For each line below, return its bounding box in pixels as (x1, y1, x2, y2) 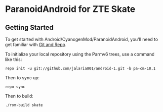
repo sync (5, 84, 26, 89)
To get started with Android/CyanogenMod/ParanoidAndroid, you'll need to (5, 36, 158, 42)
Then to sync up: (5, 75, 40, 80)
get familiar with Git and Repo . (5, 42, 67, 48)
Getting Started (5, 23, 54, 32)
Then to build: (5, 93, 34, 99)
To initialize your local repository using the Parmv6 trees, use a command (5, 51, 155, 57)
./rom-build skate (5, 103, 43, 108)
